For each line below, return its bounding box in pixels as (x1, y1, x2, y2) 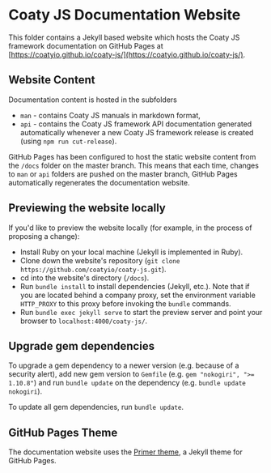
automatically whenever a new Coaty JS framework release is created (19, 127, 254, 137)
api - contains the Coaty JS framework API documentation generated (19, 119, 252, 129)
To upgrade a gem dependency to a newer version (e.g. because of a (8, 360, 239, 370)
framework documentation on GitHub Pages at (8, 40, 163, 50)
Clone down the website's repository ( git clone (19, 255, 180, 265)
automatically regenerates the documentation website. (8, 177, 190, 187)
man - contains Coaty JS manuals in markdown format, (19, 110, 201, 120)
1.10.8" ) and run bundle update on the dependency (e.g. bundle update (8, 378, 247, 388)
